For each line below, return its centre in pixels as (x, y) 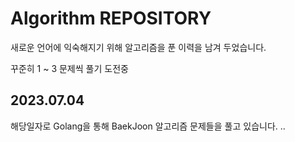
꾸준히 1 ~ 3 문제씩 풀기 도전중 (69, 68)
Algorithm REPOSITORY (111, 18)
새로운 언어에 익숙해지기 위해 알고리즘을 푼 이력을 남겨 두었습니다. (138, 47)
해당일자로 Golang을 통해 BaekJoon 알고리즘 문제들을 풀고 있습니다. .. (148, 126)
